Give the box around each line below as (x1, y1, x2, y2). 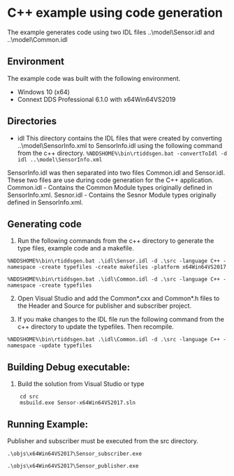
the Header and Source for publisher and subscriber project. (17, 302, 192, 310)
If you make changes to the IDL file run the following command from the (17, 315, 225, 324)
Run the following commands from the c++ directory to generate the (17, 237, 214, 245)
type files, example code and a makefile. (17, 244, 134, 253)
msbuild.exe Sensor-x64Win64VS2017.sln (20, 399, 136, 406)
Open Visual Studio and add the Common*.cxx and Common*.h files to (17, 295, 220, 303)
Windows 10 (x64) (17, 87, 70, 96)
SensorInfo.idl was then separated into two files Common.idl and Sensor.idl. (7, 168, 226, 177)
